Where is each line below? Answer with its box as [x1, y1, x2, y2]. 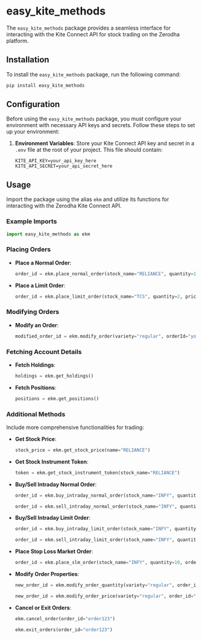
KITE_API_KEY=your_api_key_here [14, 158, 96, 164]
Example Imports [6, 217, 57, 226]
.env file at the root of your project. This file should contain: [14, 146, 163, 154]
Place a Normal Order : [14, 259, 72, 266]
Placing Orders [6, 245, 51, 254]
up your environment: [6, 128, 60, 136]
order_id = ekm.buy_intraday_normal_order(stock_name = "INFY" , [14, 492, 175, 499]
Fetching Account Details [6, 347, 82, 356]
